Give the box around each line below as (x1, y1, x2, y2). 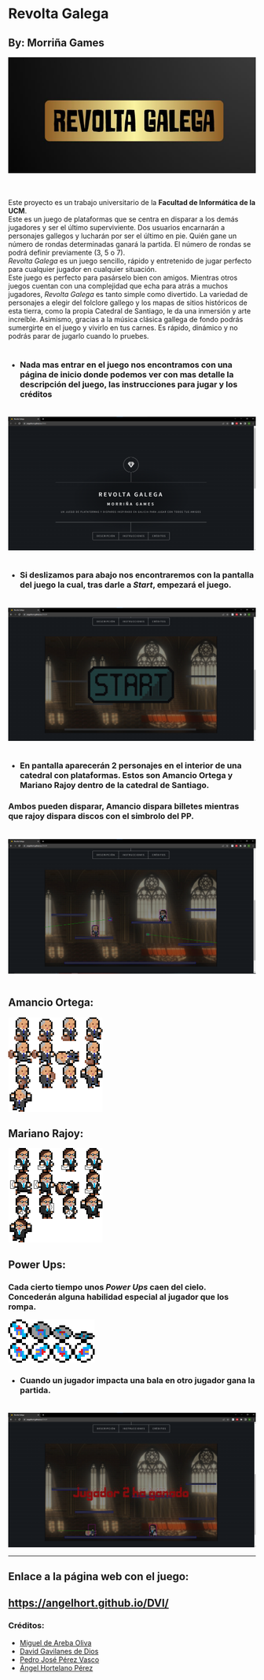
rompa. (8, 1301, 37, 1312)
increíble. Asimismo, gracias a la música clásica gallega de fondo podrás (8, 314, 244, 324)
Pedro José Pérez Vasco (19, 1655, 100, 1664)
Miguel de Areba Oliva (19, 1638, 92, 1647)
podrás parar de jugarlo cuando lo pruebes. (8, 331, 149, 340)
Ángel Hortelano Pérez (19, 1663, 93, 1672)
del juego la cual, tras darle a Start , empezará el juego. (19, 579, 232, 590)
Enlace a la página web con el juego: (8, 1569, 189, 1583)
